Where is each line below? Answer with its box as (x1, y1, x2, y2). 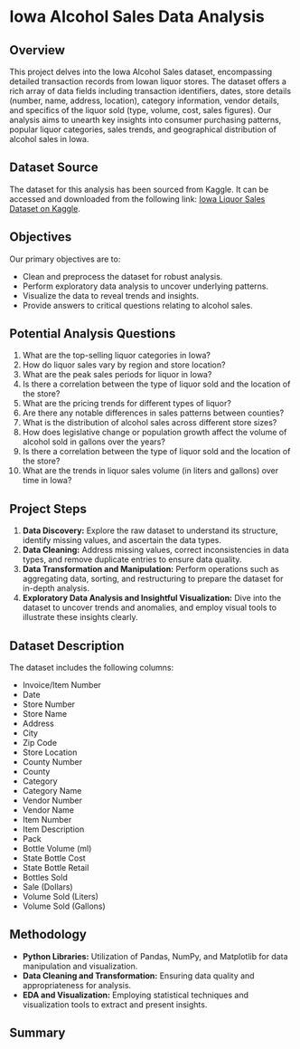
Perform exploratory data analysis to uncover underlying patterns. (22, 281, 269, 291)
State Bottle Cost (22, 853, 86, 863)
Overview (9, 43, 66, 58)
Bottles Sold (22, 872, 68, 883)
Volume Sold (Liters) (22, 892, 99, 902)
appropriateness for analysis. (22, 979, 132, 990)
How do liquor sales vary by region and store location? (22, 359, 226, 370)
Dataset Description (9, 638, 125, 653)
